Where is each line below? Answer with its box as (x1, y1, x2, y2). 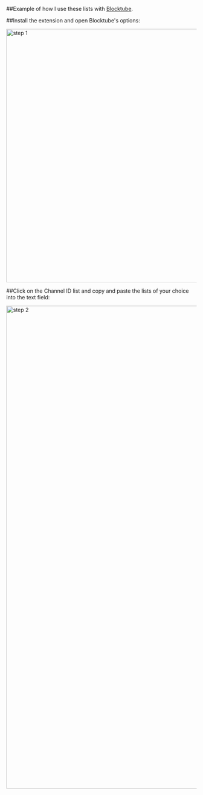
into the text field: (6, 294, 50, 301)
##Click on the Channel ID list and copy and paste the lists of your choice (6, 287, 189, 294)
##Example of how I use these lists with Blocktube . (6, 5, 134, 12)
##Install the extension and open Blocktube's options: (6, 17, 140, 24)
